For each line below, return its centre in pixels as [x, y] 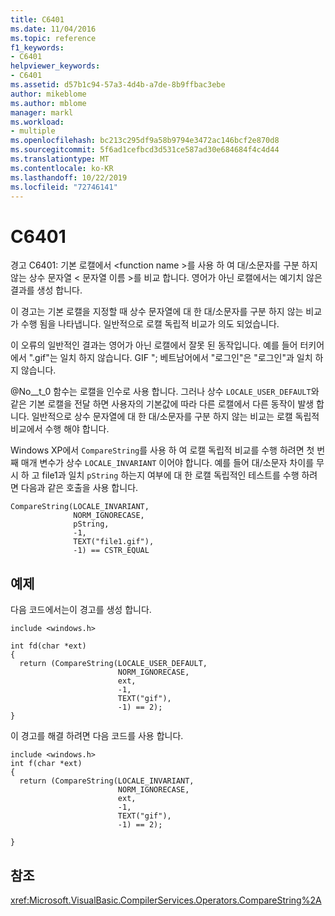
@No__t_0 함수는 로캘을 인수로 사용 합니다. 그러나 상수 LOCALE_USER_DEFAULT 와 [165, 392]
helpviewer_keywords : [55, 66]
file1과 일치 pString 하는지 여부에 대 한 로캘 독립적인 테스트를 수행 [170, 475]
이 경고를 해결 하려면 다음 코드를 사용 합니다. [97, 736]
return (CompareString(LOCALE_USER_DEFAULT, [113, 664]
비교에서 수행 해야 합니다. [60, 429]
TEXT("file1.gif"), [114, 542]
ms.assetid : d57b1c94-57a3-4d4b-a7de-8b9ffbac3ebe [118, 85]
